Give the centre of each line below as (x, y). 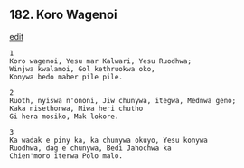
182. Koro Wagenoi (63, 15)
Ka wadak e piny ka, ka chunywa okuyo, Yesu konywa (108, 140)
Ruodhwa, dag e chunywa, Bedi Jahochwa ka (90, 148)
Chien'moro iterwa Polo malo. (66, 156)
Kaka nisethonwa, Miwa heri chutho (76, 108)
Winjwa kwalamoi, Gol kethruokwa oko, (82, 69)
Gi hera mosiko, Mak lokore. (64, 117)
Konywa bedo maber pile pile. (66, 77)
